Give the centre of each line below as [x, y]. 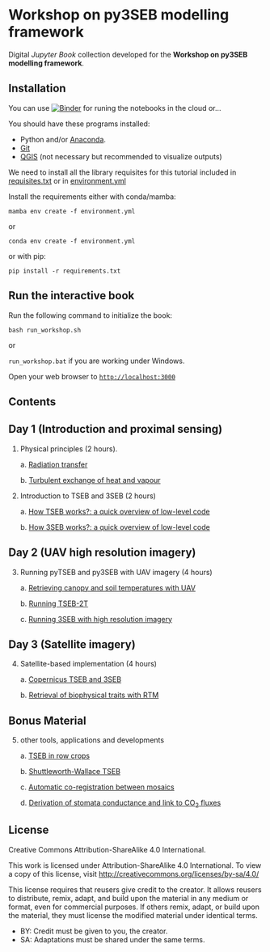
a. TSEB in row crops [55, 756]
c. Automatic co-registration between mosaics [97, 787]
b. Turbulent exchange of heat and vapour [90, 480]
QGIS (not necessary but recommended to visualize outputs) [121, 156]
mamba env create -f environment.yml [72, 211]
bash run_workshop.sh [45, 330]
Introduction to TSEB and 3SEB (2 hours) [88, 496]
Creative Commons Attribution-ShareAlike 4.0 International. [107, 849]
